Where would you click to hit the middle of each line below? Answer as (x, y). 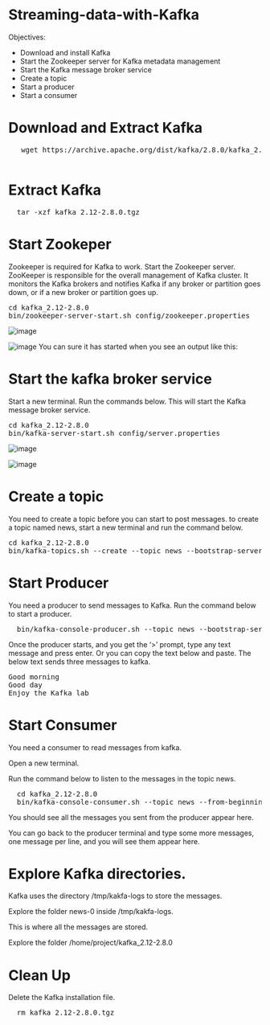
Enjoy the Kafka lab (49, 693)
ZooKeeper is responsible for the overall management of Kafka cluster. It (129, 275)
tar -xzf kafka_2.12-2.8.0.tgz (78, 212)
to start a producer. (40, 613)
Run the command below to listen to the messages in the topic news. (122, 778)
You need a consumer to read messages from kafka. (95, 747)
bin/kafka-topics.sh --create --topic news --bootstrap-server (135, 551)
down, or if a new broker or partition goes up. (84, 292)
